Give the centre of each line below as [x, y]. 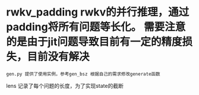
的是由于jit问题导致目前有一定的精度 [94, 42]
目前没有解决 [59, 57]
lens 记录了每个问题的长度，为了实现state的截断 [65, 85]
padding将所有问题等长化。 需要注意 [96, 27]
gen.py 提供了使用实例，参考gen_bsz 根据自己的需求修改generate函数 [83, 74]
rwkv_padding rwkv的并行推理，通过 [98, 12]
